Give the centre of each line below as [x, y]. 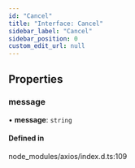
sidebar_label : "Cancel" [50, 31]
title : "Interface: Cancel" [56, 24]
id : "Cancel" [30, 16]
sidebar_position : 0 [44, 39]
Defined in [26, 138]
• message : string [40, 119]
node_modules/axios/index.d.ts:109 [68, 157]
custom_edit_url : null [47, 46]
